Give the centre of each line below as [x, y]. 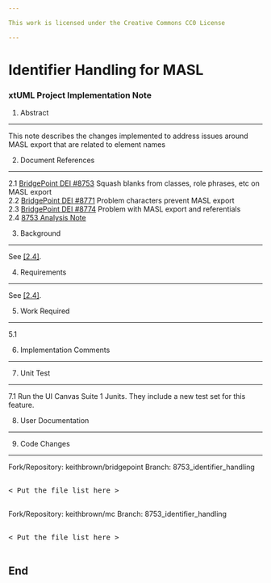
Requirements [43, 272]
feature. [21, 405]
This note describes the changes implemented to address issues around [128, 136]
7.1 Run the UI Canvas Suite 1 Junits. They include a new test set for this [127, 396]
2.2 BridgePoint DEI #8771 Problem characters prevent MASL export [122, 201]
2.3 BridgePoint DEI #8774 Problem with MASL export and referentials [125, 209]
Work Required [45, 311]
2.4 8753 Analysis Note [47, 218]
